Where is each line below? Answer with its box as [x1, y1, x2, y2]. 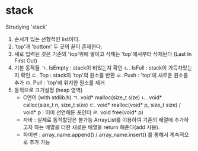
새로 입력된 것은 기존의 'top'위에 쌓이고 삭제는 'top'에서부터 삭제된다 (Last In [14, 50, 192, 57]
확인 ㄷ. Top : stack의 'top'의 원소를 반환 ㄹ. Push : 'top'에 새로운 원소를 [20, 71, 189, 78]
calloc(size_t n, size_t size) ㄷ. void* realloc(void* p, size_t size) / [23, 101, 181, 108]
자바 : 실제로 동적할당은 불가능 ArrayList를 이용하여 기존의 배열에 [23, 116, 173, 123]
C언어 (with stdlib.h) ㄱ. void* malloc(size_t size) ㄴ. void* [23, 93, 162, 101]
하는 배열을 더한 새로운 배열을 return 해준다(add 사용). [34, 123, 160, 131]
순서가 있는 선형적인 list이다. [14, 35, 81, 42]
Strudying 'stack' [5, 23, 47, 30]
